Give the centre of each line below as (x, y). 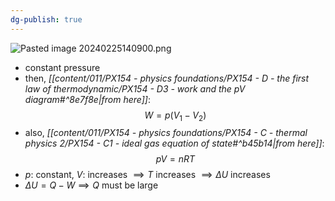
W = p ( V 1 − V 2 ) (175, 116)
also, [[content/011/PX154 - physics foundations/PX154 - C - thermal (166, 133)
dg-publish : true (46, 19)
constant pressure (62, 67)
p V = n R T (175, 159)
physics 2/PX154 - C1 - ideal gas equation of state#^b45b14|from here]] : (174, 143)
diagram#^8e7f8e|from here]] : (87, 99)
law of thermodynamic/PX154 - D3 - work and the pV (135, 88)
